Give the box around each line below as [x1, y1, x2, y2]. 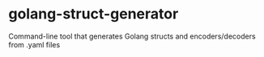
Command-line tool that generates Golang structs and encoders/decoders [8, 31, 257, 41]
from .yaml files [8, 39, 61, 49]
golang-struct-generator [8, 5, 179, 23]
